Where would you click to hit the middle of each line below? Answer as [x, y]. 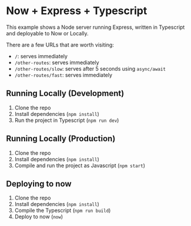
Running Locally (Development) [65, 93]
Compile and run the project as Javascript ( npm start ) [80, 165]
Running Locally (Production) [61, 139]
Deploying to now [39, 184]
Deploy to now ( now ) [39, 217]
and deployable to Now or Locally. [48, 33]
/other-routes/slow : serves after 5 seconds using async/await [90, 68]
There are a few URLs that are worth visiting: [60, 45]
